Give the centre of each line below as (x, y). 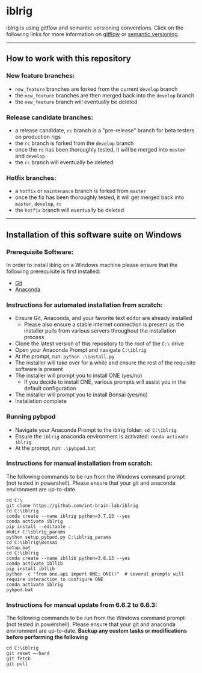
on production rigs (38, 137)
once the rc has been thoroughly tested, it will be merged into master (100, 149)
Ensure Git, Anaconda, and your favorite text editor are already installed (103, 318)
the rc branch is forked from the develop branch (74, 143)
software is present (39, 369)
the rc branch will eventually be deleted (64, 162)
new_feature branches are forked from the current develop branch (96, 89)
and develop (30, 156)
